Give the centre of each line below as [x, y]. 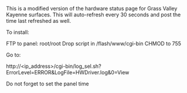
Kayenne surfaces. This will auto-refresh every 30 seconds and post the [93, 15]
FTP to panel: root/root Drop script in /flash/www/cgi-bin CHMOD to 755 [94, 44]
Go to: [13, 55]
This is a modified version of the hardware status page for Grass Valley [92, 8]
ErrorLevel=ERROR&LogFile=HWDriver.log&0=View [68, 72]
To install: [18, 32]
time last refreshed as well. [39, 21]
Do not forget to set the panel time [47, 84]
